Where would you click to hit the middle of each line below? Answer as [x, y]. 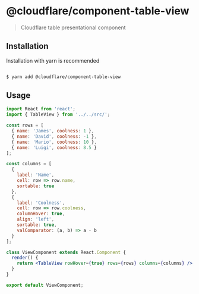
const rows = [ [25, 126]
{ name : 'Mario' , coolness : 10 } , [54, 142]
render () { [25, 258]
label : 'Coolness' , [41, 203]
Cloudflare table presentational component [73, 27]
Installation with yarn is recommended [53, 60]
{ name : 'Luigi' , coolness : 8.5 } [54, 147]
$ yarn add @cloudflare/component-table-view [63, 77]
